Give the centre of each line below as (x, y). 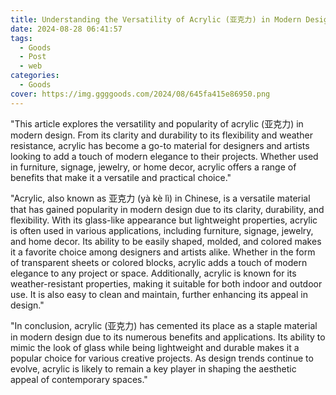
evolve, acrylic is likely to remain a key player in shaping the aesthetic (153, 368)
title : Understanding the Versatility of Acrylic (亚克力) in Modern (156, 19)
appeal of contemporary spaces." (79, 379)
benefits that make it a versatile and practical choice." (121, 177)
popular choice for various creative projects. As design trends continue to (162, 358)
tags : (21, 38)
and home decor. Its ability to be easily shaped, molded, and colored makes (166, 241)
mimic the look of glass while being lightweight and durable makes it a (155, 347)
